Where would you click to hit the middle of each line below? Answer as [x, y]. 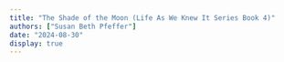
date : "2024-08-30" [47, 35]
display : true [37, 43]
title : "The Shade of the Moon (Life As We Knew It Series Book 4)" [142, 18]
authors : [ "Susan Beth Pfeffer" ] [73, 26]
